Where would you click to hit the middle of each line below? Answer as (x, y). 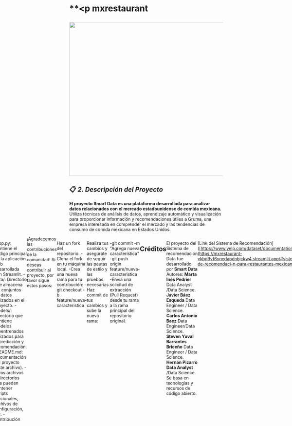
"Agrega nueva (125, 248)
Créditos (153, 249)
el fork (76, 259)
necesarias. (99, 285)
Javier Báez (178, 295)
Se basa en (178, 378)
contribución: (70, 285)
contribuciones (42, 249)
